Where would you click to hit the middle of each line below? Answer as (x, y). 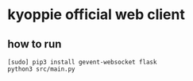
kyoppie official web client (96, 15)
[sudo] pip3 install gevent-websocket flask (82, 62)
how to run (35, 44)
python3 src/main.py (42, 69)
